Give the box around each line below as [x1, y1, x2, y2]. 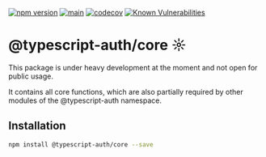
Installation [8, 119, 66, 133]
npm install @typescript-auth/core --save [8, 140, 154, 149]
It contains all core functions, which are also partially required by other [8, 87, 244, 96]
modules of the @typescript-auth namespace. [8, 95, 162, 105]
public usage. [8, 71, 54, 81]
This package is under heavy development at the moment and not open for [8, 62, 258, 72]
